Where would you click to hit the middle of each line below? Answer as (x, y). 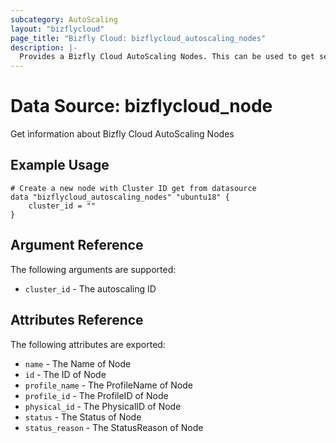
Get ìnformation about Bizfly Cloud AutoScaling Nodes (122, 134)
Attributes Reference (77, 320)
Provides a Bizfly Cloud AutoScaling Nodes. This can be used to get (167, 57)
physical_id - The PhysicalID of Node (103, 406)
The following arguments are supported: (93, 269)
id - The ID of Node (65, 374)
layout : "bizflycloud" (57, 29)
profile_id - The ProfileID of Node (96, 395)
